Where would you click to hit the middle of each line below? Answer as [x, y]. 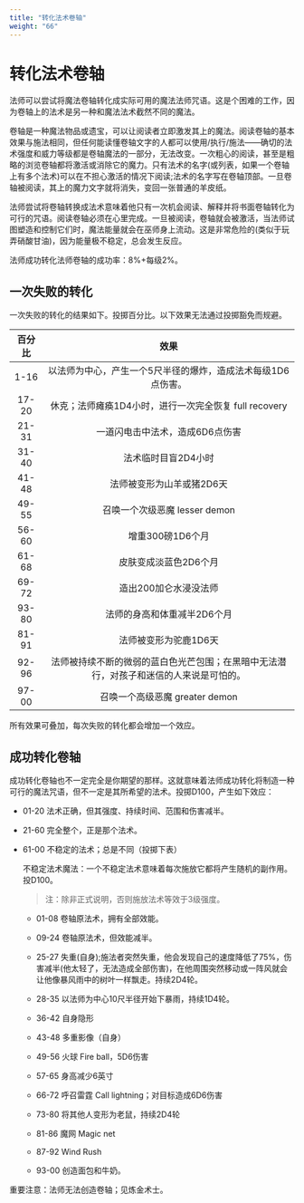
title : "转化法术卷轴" [48, 18]
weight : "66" [34, 26]
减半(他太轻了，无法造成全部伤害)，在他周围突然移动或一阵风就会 [166, 968]
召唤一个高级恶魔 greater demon [168, 697]
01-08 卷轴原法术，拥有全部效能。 [100, 919]
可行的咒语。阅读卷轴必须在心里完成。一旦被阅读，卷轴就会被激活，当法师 [148, 218]
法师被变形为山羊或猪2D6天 [169, 484]
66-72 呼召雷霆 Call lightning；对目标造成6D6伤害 [129, 1095]
